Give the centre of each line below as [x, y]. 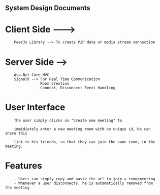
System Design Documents [48, 8]
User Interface [35, 107]
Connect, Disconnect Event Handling [78, 88]
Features [24, 166]
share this [16, 133]
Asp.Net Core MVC [32, 75]
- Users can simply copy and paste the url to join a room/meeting [84, 179]
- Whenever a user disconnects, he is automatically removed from [83, 183]
